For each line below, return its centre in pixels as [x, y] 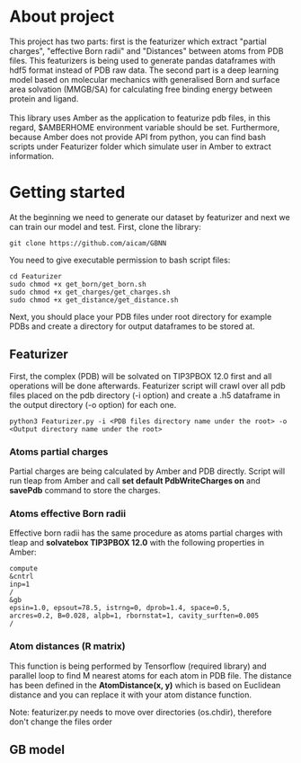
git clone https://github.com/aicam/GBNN [88, 243]
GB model [37, 749]
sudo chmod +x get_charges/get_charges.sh [90, 292]
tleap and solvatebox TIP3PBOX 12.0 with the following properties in [137, 543]
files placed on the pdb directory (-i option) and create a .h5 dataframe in [145, 395]
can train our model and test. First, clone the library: [106, 226]
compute [24, 569]
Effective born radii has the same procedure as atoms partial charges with [146, 533]
